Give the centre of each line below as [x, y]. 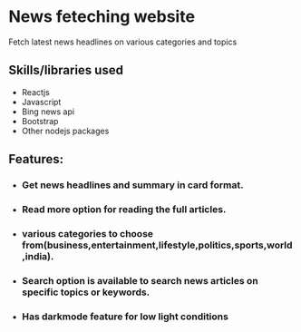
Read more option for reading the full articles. [124, 209]
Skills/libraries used [66, 70]
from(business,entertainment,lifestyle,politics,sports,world [157, 245]
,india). [38, 256]
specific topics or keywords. [86, 292]
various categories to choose [87, 233]
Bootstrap [40, 121]
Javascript [41, 102]
